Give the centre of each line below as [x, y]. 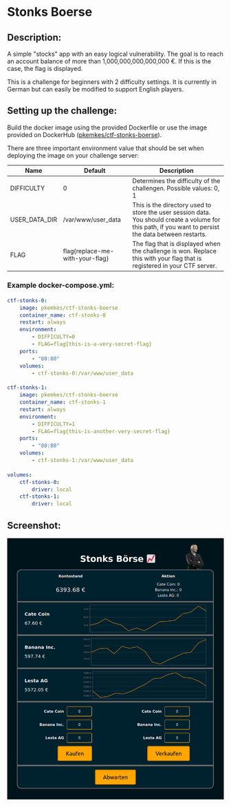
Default [95, 171]
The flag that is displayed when [177, 244]
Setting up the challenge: [62, 111]
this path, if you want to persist [176, 227]
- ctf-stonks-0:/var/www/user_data [83, 373]
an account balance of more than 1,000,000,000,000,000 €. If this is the [109, 61]
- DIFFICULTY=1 [54, 424]
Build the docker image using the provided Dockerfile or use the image [107, 127]
